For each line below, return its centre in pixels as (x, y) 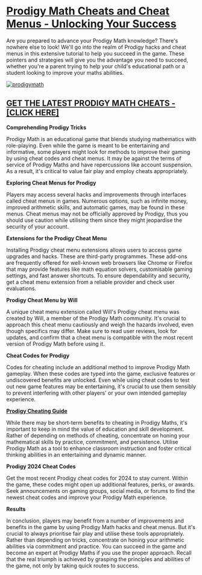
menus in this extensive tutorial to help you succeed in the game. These (96, 53)
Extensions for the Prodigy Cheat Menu (57, 238)
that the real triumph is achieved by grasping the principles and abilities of (98, 559)
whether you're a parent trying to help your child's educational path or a (96, 66)
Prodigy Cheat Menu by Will (42, 300)
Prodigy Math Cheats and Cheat (88, 11)
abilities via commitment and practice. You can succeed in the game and (96, 546)
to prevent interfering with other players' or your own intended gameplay (96, 393)
